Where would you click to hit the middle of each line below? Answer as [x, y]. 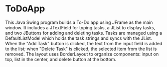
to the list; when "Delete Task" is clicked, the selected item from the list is [81, 49]
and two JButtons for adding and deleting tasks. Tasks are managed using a [84, 33]
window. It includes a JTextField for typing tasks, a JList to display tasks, [80, 27]
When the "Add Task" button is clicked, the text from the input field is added [84, 43]
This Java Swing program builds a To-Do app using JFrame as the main [79, 22]
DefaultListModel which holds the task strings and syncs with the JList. [79, 38]
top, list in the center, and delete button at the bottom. [61, 59]
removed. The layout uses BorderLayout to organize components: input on [82, 54]
